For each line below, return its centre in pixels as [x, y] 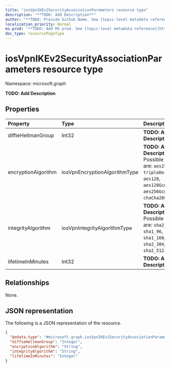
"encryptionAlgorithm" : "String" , [46, 347]
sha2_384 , [155, 244]
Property [19, 123]
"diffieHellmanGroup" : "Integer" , [46, 342]
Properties [22, 109]
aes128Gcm [155, 185]
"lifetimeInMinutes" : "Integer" [44, 356]
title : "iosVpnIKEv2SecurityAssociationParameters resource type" [77, 10]
